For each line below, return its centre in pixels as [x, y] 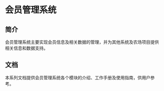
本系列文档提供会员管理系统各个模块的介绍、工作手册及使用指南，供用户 [78, 77]
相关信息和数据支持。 [26, 48]
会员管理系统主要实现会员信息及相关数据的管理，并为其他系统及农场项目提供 [82, 42]
